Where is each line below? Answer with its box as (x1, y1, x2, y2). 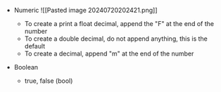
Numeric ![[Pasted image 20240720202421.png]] (13, 6, 158, 14)
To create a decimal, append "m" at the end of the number (24, 49, 194, 58)
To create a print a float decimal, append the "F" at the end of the (24, 20, 215, 27)
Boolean (13, 63, 39, 71)
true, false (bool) (24, 77, 73, 85)
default (24, 42, 46, 50)
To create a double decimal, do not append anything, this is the (24, 34, 208, 43)
